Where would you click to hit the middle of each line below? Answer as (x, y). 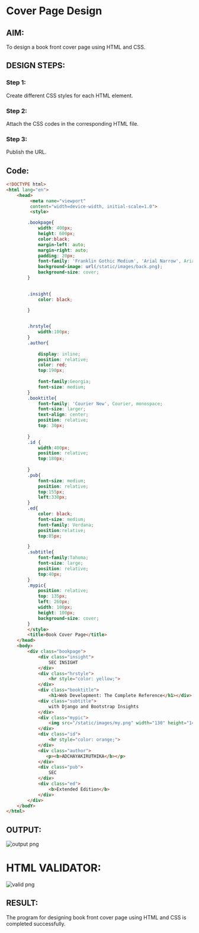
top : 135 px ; (52, 596)
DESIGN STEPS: (36, 66)
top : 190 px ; (51, 371)
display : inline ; (59, 354)
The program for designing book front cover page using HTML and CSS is (96, 917)
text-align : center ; (63, 415)
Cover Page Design (54, 11)
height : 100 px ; (57, 613)
